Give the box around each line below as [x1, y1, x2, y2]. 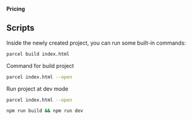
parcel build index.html [6, 51, 70, 57]
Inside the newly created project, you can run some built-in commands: [6, 39, 186, 47]
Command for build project [6, 62, 75, 69]
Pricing [6, 6, 26, 12]
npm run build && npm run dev [6, 108, 84, 114]
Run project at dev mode [6, 85, 68, 92]
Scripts [6, 23, 35, 33]
